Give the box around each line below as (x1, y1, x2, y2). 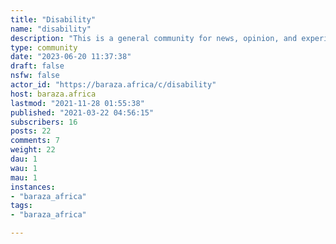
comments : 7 (10, 136, 60, 146)
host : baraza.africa (10, 89, 97, 99)
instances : (10, 182, 56, 192)
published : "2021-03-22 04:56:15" (10, 107, 155, 118)
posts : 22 (10, 126, 52, 136)
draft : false (10, 61, 65, 71)
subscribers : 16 (10, 117, 78, 127)
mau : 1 (10, 172, 38, 183)
